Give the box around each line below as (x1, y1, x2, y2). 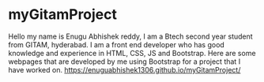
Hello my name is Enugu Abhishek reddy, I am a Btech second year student (8, 32, 253, 41)
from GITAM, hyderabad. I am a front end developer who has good (8, 39, 225, 49)
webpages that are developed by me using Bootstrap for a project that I (8, 57, 241, 66)
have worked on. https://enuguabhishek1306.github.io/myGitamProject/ (8, 65, 241, 74)
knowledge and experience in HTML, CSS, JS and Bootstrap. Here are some (8, 48, 256, 58)
